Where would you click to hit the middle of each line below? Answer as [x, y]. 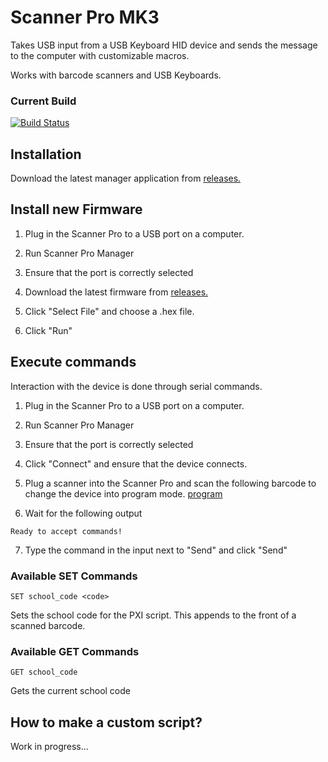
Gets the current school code [71, 691]
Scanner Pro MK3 [85, 17]
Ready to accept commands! [66, 531]
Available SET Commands [74, 576]
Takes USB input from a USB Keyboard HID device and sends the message [164, 45]
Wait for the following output [83, 513]
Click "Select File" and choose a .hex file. [109, 311]
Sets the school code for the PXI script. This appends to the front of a [153, 615]
